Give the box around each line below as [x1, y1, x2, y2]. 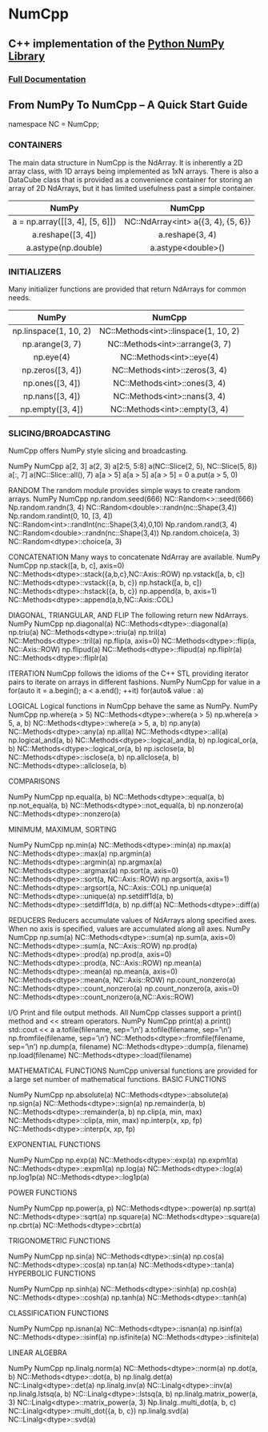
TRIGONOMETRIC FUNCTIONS [8, 1236, 110, 1246]
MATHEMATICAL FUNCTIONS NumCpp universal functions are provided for [8, 1066, 258, 1076]
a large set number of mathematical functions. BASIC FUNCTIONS [8, 1075, 226, 1084]
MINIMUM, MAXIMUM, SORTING [8, 824, 118, 835]
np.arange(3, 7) [22, 338, 82, 349]
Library [8, 49, 46, 63]
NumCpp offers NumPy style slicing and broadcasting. [8, 446, 188, 456]
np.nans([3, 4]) [22, 390, 82, 401]
